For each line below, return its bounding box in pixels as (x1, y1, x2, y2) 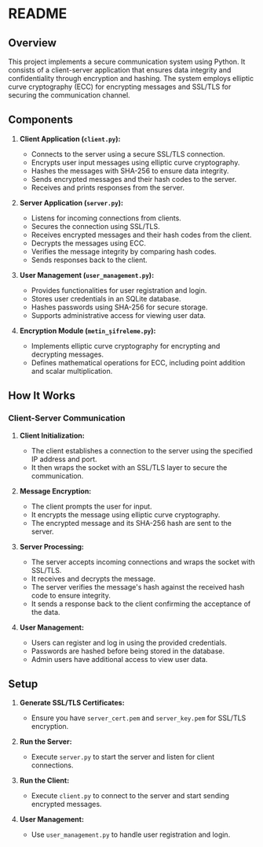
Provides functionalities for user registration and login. (31, 285, 207, 295)
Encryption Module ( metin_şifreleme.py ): (19, 326, 156, 335)
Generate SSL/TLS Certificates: (19, 698, 125, 708)
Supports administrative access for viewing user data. (31, 310, 206, 320)
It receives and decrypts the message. (31, 574, 155, 583)
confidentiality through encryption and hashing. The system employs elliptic (8, 74, 254, 83)
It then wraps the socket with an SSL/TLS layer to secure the (31, 462, 228, 472)
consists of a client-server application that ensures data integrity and (8, 65, 232, 75)
